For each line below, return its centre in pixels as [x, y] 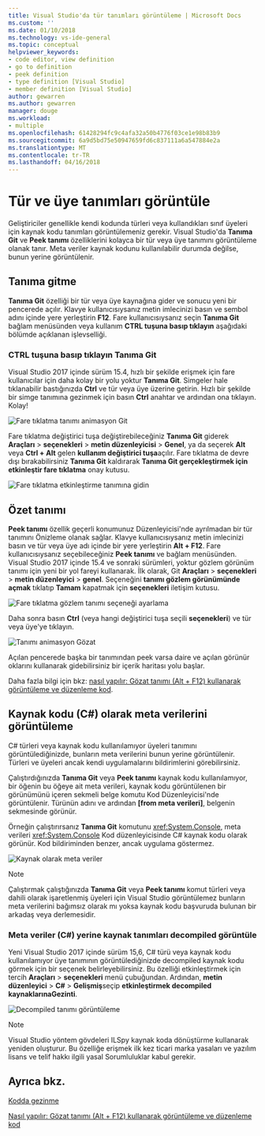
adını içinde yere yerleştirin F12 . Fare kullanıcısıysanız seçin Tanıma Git [123, 318]
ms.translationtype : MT [47, 148]
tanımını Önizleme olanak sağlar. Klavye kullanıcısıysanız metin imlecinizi [126, 537]
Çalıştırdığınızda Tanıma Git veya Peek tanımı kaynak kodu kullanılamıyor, [128, 777]
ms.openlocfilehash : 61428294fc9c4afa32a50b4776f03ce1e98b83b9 [114, 133]
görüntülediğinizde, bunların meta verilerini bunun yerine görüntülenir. [121, 754]
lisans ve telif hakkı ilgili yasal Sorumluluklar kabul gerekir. [102, 1057]
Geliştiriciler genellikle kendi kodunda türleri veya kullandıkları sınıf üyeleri [128, 224]
